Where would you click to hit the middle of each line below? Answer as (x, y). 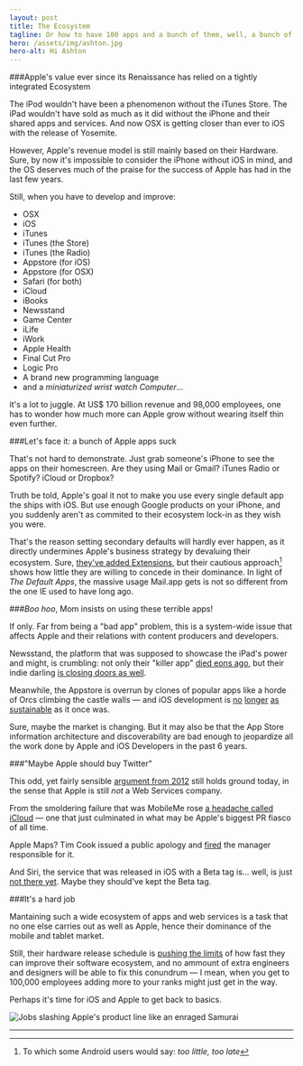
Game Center (47, 320)
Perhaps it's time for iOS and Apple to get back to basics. (116, 999)
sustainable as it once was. (60, 709)
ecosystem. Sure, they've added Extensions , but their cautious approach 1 (146, 561)
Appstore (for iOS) (56, 262)
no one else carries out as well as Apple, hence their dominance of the (141, 926)
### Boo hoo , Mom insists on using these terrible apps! (111, 608)
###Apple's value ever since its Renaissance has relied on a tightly (133, 77)
